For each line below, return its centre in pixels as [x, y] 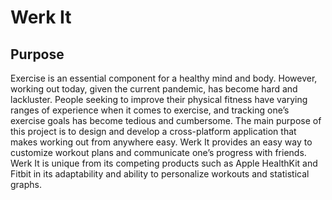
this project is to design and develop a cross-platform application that [153, 131]
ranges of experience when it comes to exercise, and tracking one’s [150, 110]
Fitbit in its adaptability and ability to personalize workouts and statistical [160, 174]
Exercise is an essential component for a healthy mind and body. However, [164, 78]
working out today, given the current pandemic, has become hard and [154, 89]
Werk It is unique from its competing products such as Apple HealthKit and [164, 163]
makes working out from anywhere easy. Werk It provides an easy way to [161, 142]
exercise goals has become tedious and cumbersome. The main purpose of [166, 120]
